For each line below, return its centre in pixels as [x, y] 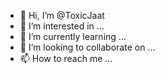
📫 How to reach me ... [66, 58]
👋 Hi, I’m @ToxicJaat [62, 15]
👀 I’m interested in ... [62, 26]
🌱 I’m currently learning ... [73, 36]
